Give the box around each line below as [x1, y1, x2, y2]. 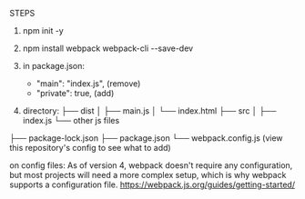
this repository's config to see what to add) [9, 143, 171, 153]
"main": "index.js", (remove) [36, 78, 141, 89]
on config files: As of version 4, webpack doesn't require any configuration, [9, 160, 293, 171]
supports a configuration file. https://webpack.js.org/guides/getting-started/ [9, 179, 296, 190]
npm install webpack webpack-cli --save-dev [22, 43, 194, 54]
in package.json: [22, 61, 85, 71]
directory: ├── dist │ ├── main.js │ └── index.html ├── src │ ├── [22, 105, 277, 116]
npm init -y [22, 25, 64, 35]
